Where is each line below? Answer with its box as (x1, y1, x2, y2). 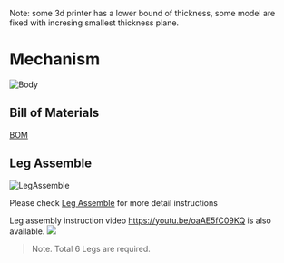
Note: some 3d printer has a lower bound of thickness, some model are (9, 8, 276, 18)
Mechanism (9, 49, 101, 70)
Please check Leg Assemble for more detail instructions (9, 197, 218, 208)
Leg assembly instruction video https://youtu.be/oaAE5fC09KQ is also (9, 215, 272, 226)
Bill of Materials (9, 105, 100, 121)
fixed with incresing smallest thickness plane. (9, 17, 180, 28)
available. (9, 226, 45, 237)
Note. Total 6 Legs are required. (31, 243, 152, 254)
